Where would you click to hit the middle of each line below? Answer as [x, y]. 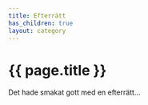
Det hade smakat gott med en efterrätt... [74, 92]
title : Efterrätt [37, 16]
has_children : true [41, 23]
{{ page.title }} [58, 70]
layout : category [37, 30]
